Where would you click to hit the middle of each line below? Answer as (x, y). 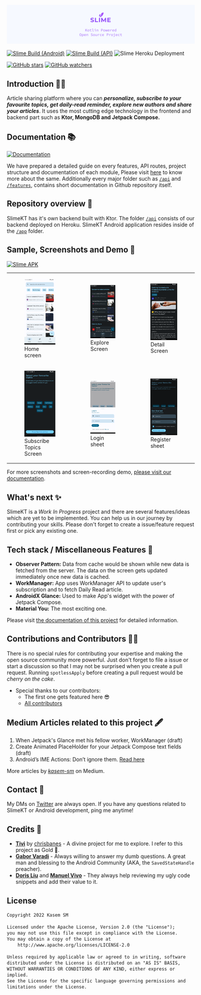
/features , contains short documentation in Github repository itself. (89, 185)
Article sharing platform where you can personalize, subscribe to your (94, 98)
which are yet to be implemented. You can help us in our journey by (90, 518)
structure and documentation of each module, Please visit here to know (95, 172)
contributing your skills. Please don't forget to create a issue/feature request (101, 524)
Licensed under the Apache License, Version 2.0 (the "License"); (91, 927)
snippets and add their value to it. (56, 882)
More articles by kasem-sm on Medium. (56, 770)
